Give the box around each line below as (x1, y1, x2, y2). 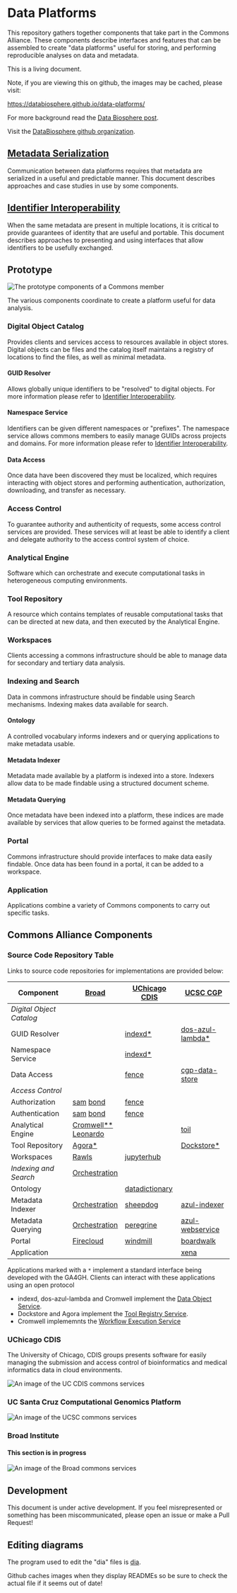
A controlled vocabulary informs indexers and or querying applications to (7, 731, 220, 741)
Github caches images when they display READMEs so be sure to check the (7, 1572, 228, 1580)
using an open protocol (7, 1280, 75, 1289)
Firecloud (72, 1235, 104, 1245)
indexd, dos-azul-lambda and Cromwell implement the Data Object (17, 1294, 212, 1303)
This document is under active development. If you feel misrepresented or (7, 1503, 223, 1512)
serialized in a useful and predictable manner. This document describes (7, 173, 215, 182)
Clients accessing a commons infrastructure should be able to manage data (7, 651, 227, 660)
